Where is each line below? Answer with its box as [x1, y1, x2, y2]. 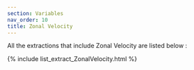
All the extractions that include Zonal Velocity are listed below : [7, 42, 188, 50]
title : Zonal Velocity [7, 23, 73, 30]
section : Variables [7, 10, 64, 17]
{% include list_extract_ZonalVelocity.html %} [7, 55, 138, 63]
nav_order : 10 [7, 16, 49, 23]
